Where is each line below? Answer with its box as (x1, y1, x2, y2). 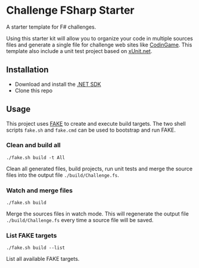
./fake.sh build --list (6, 245, 66, 251)
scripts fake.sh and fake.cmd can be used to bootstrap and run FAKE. (6, 126, 176, 133)
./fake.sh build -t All (6, 154, 66, 161)
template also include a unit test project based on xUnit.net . (6, 47, 153, 54)
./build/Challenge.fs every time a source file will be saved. (6, 217, 154, 224)
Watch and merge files (6, 186, 73, 194)
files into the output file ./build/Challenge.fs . (6, 171, 119, 179)
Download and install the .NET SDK (14, 80, 101, 88)
